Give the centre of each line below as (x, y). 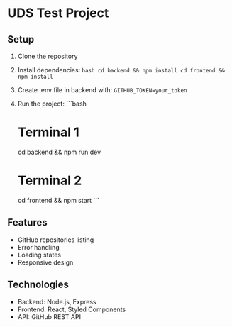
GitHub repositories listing (56, 240)
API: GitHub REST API (49, 316)
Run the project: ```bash (52, 104)
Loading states (39, 255)
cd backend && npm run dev (59, 152)
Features (27, 222)
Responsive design (45, 262)
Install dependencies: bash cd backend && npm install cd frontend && (121, 70)
